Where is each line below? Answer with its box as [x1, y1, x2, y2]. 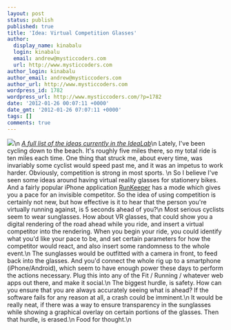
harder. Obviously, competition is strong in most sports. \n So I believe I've [7, 168, 219, 177]
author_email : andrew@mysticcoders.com [7, 74, 122, 81]
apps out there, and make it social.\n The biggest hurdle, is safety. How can [7, 278, 222, 287]
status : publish [7, 17, 54, 23]
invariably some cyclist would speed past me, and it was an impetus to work [7, 161, 223, 169]
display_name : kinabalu [13, 42, 81, 49]
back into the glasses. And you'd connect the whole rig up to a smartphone [7, 256, 221, 264]
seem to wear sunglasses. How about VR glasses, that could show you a [7, 212, 213, 221]
